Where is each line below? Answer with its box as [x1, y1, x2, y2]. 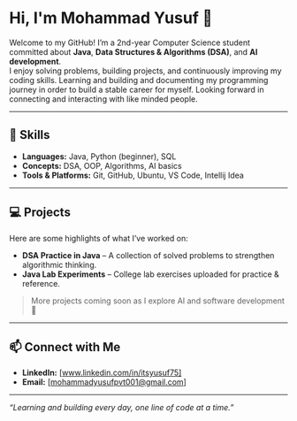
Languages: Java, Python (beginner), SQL [21, 150, 177, 162]
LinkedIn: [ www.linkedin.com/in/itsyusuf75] [21, 367, 182, 379]
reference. [21, 278, 60, 288]
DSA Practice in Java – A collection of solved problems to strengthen [21, 249, 275, 260]
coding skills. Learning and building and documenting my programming [9, 74, 269, 85]
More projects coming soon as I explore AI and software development [30, 295, 285, 306]
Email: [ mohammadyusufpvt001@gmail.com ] [21, 377, 187, 387]
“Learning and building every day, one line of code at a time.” [9, 402, 234, 413]
